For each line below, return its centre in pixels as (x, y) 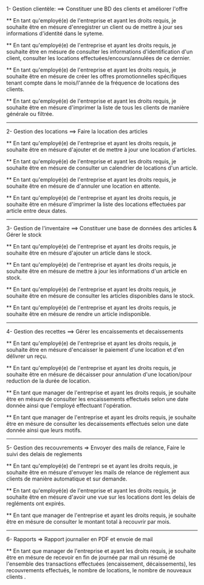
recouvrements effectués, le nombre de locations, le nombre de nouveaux (99, 570)
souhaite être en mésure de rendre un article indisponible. (79, 314)
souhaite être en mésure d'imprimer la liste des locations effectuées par (96, 204)
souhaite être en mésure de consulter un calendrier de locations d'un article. (102, 168)
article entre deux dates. (37, 211)
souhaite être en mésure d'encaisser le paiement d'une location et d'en (95, 350)
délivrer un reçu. (27, 356)
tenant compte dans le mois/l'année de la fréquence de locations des (93, 83)
